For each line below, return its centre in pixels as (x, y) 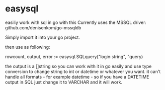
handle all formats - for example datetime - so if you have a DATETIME (77, 77)
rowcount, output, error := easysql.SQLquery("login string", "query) (74, 56)
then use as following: (28, 47)
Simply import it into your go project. (43, 37)
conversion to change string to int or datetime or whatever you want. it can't (83, 71)
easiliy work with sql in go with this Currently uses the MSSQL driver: (76, 22)
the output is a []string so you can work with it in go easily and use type (78, 66)
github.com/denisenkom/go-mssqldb (43, 27)
